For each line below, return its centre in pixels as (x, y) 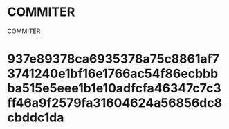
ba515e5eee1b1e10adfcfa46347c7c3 (114, 89)
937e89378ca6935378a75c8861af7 (113, 59)
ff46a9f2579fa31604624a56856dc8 (115, 103)
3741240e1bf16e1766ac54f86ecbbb (113, 74)
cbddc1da (36, 118)
